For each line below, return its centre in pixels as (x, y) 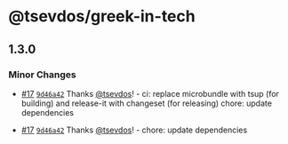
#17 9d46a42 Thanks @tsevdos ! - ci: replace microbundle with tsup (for (150, 93)
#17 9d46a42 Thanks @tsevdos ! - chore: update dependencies (134, 130)
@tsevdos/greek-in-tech (102, 16)
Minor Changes (42, 75)
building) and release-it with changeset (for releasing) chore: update (147, 103)
